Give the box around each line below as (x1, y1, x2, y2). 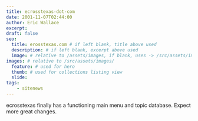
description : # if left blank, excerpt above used (11, 47, 138, 53)
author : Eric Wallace (6, 19, 60, 25)
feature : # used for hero (11, 63, 75, 70)
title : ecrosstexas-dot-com (6, 8, 75, 15)
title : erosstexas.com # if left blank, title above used (11, 42, 157, 48)
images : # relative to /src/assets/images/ (6, 58, 115, 64)
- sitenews (16, 86, 44, 91)
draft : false (6, 31, 38, 37)
